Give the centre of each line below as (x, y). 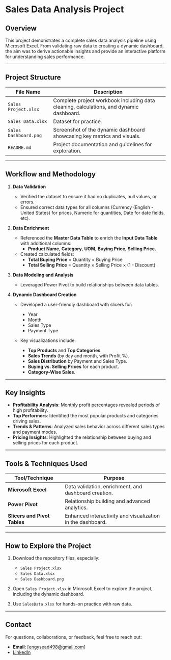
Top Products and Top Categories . (65, 350)
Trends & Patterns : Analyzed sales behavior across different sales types (89, 427)
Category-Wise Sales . (51, 372)
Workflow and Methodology (50, 174)
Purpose (114, 478)
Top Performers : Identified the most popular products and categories (85, 416)
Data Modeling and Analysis (43, 275)
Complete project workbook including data (104, 100)
